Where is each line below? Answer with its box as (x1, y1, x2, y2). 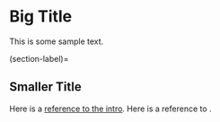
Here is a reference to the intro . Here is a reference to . (9, 103, 213, 114)
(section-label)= (9, 53, 69, 64)
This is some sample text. (9, 36, 104, 47)
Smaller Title (9, 79, 83, 95)
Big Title (9, 6, 73, 27)
